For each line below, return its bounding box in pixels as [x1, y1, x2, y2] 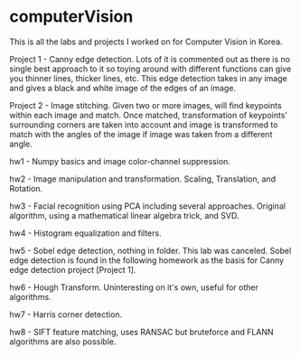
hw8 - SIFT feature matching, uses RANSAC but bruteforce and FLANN [9, 326, 274, 337]
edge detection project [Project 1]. [9, 264, 136, 275]
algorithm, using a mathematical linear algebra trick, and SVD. [9, 210, 239, 220]
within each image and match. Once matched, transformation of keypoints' [9, 109, 287, 120]
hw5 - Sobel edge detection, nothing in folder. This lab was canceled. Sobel [9, 245, 292, 256]
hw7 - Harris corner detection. [9, 309, 123, 320]
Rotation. [9, 183, 43, 193]
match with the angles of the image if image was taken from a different [9, 128, 273, 139]
